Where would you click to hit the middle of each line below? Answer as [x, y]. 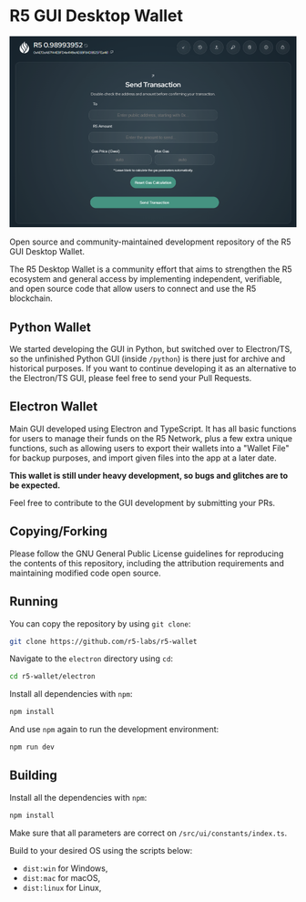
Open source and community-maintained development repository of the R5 [150, 242]
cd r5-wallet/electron [52, 677]
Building [33, 776]
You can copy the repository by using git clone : [100, 623]
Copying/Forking [58, 531]
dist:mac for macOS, [61, 877]
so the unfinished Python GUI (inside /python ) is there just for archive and [148, 359]
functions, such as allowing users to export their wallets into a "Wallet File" [149, 448]
